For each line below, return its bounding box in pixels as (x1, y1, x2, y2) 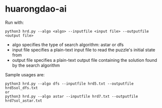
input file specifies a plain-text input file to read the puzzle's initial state (12, 47, 156, 53)
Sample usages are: (5, 72, 45, 77)
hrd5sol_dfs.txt (5, 85, 38, 90)
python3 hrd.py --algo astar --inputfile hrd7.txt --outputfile (5, 94, 138, 99)
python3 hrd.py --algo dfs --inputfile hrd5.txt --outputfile (5, 81, 134, 86)
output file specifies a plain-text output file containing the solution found (12, 57, 157, 63)
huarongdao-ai (5, 3, 67, 15)
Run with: (5, 19, 24, 25)
